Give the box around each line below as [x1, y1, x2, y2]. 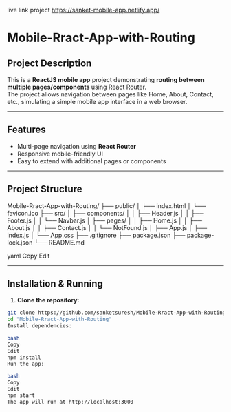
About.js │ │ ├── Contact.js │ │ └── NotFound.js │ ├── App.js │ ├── [7, 223, 208, 231]
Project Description [7, 57, 92, 69]
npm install [7, 354, 41, 361]
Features [7, 124, 46, 136]
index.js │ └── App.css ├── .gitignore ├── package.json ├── [7, 231, 186, 239]
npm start [7, 392, 36, 399]
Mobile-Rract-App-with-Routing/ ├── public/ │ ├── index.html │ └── [7, 201, 206, 209]
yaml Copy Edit [7, 251, 50, 260]
